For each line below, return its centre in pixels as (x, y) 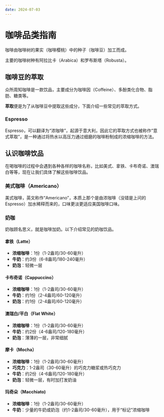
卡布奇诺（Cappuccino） (31, 277)
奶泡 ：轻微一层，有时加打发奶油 (44, 380)
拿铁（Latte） (19, 241)
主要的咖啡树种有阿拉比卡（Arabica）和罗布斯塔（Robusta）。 (67, 60)
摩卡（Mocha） (21, 350)
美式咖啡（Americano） (33, 186)
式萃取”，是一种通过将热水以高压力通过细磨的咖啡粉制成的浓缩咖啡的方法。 (81, 136)
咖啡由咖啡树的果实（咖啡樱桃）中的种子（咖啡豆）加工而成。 (67, 50)
